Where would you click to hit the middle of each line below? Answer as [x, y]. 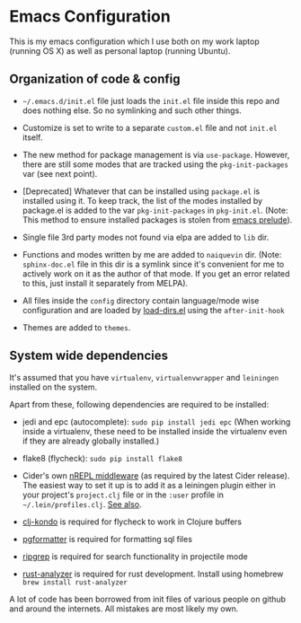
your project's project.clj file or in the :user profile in [123, 495]
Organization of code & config [95, 79]
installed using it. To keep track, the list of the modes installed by [142, 200]
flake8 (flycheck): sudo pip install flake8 [102, 458]
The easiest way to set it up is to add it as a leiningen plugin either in [149, 485]
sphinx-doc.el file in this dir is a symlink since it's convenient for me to [153, 264]
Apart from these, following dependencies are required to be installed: [139, 404]
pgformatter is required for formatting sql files [107, 539]
